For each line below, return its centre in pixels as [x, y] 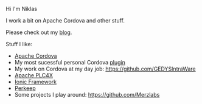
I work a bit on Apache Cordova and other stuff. [65, 20]
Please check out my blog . [39, 32]
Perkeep [25, 88]
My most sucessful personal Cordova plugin [70, 62]
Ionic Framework [36, 82]
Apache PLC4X [33, 75]
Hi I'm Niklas [22, 9]
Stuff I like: [19, 44]
